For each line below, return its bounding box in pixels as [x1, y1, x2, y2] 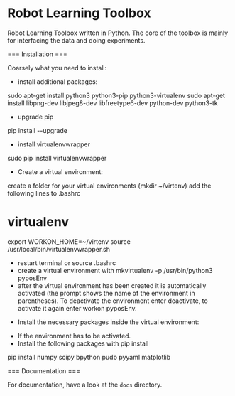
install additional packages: [17, 77, 98, 86]
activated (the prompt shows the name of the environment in [17, 289, 195, 297]
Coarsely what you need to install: [7, 63, 107, 72]
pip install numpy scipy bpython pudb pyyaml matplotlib [7, 353, 171, 361]
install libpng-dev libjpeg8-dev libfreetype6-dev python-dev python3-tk [7, 98, 218, 107]
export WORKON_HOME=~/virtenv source [7, 237, 131, 246]
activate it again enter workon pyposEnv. [17, 304, 137, 312]
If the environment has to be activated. [17, 331, 131, 340]
